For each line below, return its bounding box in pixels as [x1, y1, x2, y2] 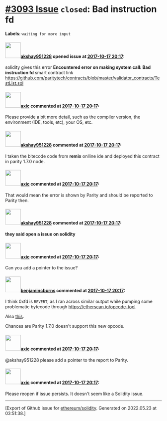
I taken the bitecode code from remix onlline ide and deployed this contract [5, 153, 160, 159]
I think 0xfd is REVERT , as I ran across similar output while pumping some [5, 298, 153, 305]
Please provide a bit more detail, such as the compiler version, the [5, 114, 141, 120]
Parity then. [5, 197, 29, 203]
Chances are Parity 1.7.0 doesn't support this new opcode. [5, 323, 125, 329]
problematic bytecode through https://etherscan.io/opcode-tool [5, 304, 136, 310]
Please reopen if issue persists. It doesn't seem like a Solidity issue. [5, 391, 144, 397]
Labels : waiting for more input [5, 30, 71, 36]
